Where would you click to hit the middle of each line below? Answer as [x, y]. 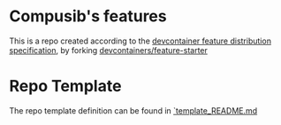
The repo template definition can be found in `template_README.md [133, 110]
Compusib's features [88, 16]
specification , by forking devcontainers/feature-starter [108, 50]
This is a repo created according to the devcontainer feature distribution [140, 41]
